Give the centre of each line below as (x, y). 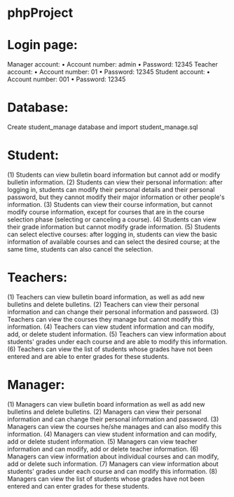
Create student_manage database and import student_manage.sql (103, 127)
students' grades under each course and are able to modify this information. (117, 341)
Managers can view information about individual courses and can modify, (113, 456)
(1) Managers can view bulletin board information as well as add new (106, 404)
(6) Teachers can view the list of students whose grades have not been (110, 349)
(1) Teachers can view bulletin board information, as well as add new (106, 297)
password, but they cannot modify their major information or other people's (116, 197)
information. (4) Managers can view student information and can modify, (112, 434)
